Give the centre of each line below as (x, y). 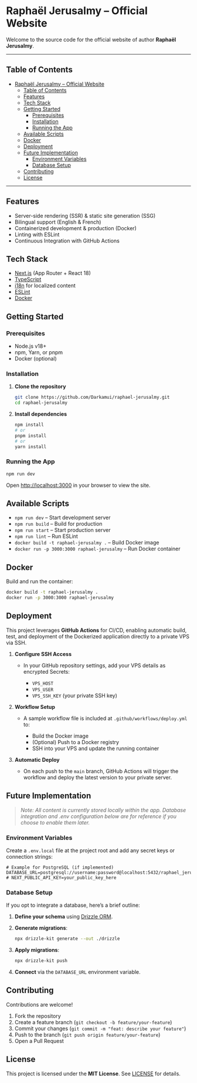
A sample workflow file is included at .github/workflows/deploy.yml (105, 718)
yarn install (30, 447)
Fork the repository (38, 1016)
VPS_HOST (43, 683)
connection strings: (29, 856)
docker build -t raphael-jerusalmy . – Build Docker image (87, 543)
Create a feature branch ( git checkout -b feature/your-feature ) (93, 1022)
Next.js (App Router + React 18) (52, 273)
